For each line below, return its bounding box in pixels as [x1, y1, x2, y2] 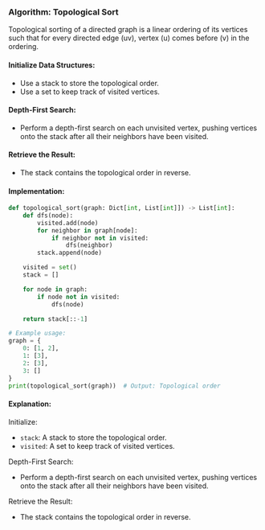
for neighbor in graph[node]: [37, 226, 138, 235]
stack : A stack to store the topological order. [19, 433, 167, 442]
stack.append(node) [37, 249, 103, 257]
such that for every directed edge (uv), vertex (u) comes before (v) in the [8, 33, 250, 43]
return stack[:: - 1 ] [22, 314, 88, 323]
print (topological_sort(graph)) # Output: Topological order [8, 381, 221, 390]
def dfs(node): [22, 212, 74, 220]
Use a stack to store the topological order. [19, 78, 159, 88]
